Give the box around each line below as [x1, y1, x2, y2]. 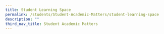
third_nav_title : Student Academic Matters [5, 21, 98, 26]
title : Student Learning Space [5, 7, 71, 12]
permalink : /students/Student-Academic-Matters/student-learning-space [5, 12, 159, 17]
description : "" [5, 16, 39, 21]
